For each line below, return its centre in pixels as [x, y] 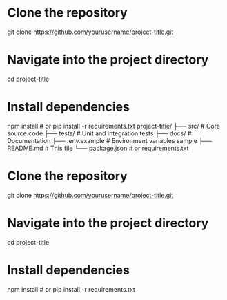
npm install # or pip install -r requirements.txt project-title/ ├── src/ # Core [114, 126]
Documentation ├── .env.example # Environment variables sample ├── [110, 140]
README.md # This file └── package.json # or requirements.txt [98, 148]
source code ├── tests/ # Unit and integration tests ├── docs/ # [99, 133]
